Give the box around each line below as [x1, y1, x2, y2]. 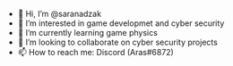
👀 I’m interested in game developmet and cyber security [17, 18, 225, 29]
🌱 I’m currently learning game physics [17, 28, 159, 37]
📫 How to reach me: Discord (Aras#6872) [17, 47, 175, 57]
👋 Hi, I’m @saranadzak [17, 9, 101, 19]
